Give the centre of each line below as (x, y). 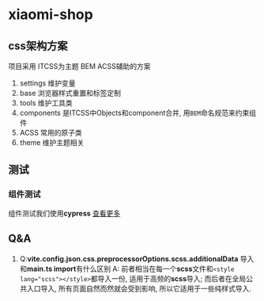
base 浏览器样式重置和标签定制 (70, 93)
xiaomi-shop (51, 15)
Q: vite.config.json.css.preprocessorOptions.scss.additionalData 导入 (137, 258)
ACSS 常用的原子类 (51, 133)
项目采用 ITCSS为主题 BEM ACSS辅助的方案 (79, 66)
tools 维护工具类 (46, 103)
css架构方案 (38, 46)
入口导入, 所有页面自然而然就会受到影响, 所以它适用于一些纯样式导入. (139, 288)
